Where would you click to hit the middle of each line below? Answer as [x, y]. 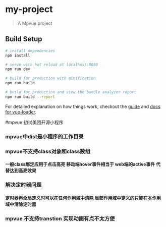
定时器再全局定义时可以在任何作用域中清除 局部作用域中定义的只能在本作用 [83, 198]
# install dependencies [30, 51]
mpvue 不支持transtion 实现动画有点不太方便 [60, 218]
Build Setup [24, 39]
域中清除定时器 [21, 204]
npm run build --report [30, 97]
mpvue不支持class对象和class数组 [48, 151]
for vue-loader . [21, 111]
